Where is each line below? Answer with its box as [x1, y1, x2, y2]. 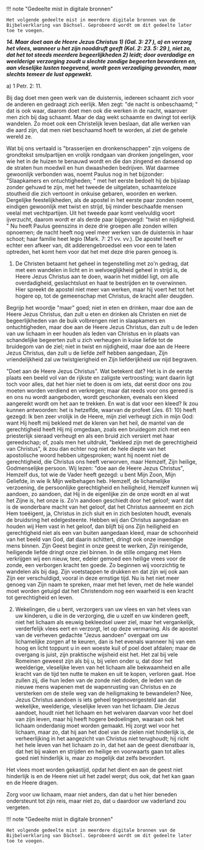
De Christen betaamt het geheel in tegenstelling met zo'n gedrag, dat [15, 260, 189, 267]
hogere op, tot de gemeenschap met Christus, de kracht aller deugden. [15, 292, 194, 299]
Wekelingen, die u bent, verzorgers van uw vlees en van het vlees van [15, 605, 191, 613]
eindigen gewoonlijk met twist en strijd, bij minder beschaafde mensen [6, 203, 184, 210]
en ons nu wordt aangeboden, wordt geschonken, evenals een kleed [6, 394, 178, 400]
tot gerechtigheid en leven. [6, 594, 74, 601]
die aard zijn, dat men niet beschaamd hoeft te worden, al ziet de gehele [6, 127, 188, 133]
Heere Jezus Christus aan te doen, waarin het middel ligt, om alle [15, 273, 179, 280]
